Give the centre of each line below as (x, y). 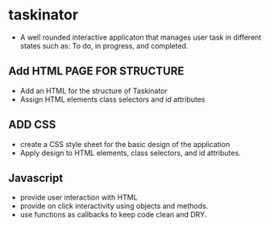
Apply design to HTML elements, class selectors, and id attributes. (130, 153)
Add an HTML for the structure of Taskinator (93, 90)
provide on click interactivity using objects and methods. (114, 206)
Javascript (36, 178)
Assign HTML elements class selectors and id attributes (112, 99)
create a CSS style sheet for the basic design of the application (125, 144)
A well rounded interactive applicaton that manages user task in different (141, 37)
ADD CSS (32, 125)
